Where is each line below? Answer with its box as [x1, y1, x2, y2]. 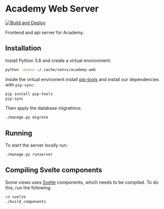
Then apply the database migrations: [5, 105, 82, 111]
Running [5, 129, 33, 137]
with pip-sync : [5, 82, 35, 88]
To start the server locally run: [5, 142, 68, 149]
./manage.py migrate [5, 115, 49, 120]
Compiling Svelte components [5, 166, 102, 174]
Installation [5, 44, 41, 53]
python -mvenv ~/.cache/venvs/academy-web [5, 67, 96, 72]
